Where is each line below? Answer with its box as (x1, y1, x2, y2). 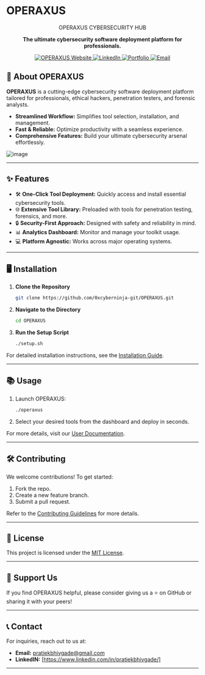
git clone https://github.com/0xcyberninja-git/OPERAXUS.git (15, 295, 174, 301)
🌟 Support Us (6, 573, 58, 583)
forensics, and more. (15, 212, 68, 220)
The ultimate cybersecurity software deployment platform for (23, 35, 182, 43)
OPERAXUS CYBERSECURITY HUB (59, 24, 146, 31)
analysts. (6, 101, 29, 108)
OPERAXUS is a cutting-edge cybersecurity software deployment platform (6, 88, 194, 95)
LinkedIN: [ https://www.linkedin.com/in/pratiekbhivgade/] (15, 655, 161, 663)
